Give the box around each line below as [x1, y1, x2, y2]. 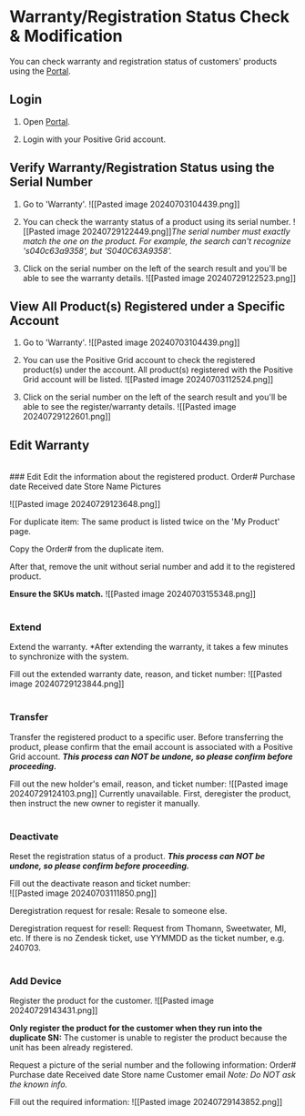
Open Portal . [22, 116, 71, 127]
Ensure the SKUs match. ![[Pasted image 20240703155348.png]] [9, 589, 257, 600]
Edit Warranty [9, 437, 90, 452]
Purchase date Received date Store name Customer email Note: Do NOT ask [9, 1070, 296, 1080]
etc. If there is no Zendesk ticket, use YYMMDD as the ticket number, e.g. [9, 933, 285, 944]
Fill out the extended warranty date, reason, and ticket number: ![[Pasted [9, 669, 282, 680]
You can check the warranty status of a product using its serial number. [22, 216, 291, 227]
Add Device [9, 975, 62, 987]
